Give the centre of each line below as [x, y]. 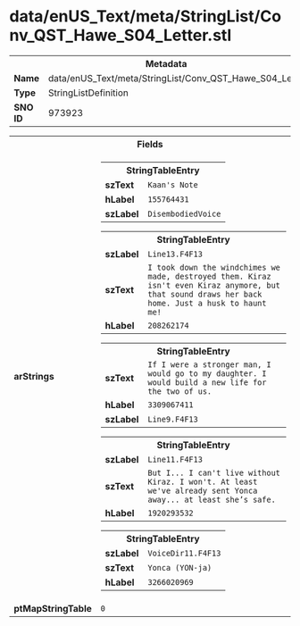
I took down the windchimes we [214, 267]
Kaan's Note [172, 184]
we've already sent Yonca [202, 490]
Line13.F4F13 [175, 254]
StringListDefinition [88, 93]
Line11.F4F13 [175, 459]
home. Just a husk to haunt [207, 303]
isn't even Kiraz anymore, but [214, 285]
